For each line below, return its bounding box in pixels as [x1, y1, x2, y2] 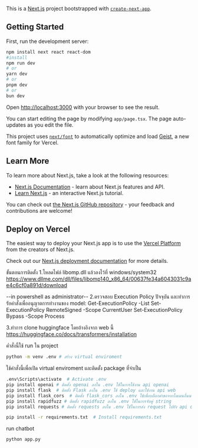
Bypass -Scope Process [6, 312, 65, 320]
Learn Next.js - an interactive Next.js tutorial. [14, 189, 124, 196]
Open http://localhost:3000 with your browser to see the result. [6, 103, 160, 111]
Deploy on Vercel [6, 224, 71, 234]
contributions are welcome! [6, 207, 72, 214]
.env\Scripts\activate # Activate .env [6, 377, 107, 383]
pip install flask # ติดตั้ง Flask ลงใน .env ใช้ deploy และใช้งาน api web [6, 387, 176, 393]
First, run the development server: [6, 38, 89, 45]
